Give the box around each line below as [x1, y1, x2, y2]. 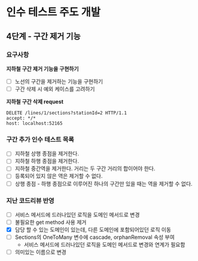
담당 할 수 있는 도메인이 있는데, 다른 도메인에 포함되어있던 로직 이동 [14, 226, 172, 234]
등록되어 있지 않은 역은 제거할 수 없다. [14, 173, 103, 180]
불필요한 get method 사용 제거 [14, 219, 87, 226]
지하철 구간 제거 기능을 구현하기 [6, 65, 79, 72]
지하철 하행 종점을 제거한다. [14, 158, 80, 165]
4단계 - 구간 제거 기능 [6, 31, 81, 41]
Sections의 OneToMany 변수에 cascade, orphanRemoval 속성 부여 [14, 234, 175, 241]
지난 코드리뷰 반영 [6, 196, 55, 205]
